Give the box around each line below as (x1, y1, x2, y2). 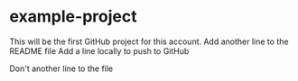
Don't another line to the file (9, 63, 114, 74)
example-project (9, 6, 137, 27)
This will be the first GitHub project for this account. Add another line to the (9, 36, 289, 47)
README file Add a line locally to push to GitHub (9, 45, 190, 56)
